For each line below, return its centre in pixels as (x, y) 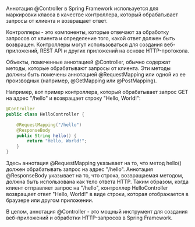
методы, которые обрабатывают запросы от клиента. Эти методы (88, 68)
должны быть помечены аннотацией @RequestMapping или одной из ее (96, 74)
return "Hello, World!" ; (57, 141)
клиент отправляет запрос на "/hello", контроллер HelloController (87, 188)
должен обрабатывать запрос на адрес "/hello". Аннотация (79, 169)
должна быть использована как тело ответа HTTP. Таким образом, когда (97, 181)
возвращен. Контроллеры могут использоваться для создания (84, 44)
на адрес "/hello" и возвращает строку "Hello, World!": (73, 98)
